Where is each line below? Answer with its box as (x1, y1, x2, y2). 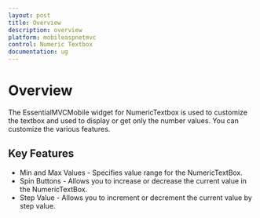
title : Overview (8, 19, 61, 27)
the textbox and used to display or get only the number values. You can (8, 115, 240, 125)
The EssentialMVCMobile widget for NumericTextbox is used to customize (8, 107, 248, 117)
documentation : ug (8, 48, 68, 56)
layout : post (8, 11, 51, 20)
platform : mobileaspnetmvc (8, 33, 97, 42)
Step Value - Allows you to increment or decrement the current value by (19, 193, 253, 202)
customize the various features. (8, 124, 111, 133)
